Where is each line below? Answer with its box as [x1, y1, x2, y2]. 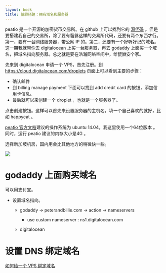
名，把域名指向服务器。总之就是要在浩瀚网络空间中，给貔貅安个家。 [5, 51, 144, 57]
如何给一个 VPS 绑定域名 [5, 263, 55, 269]
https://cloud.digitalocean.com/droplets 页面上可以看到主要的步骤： [5, 68, 143, 73]
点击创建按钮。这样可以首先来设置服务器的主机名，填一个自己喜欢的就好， [5, 107, 157, 113]
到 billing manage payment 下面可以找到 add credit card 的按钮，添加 [12, 84, 154, 90]
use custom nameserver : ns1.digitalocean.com [27, 217, 124, 223]
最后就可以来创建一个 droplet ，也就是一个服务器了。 [12, 97, 121, 103]
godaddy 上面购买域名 [5, 169, 97, 181]
